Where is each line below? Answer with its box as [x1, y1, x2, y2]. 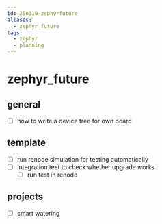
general [7, 99, 41, 110]
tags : [7, 29, 23, 36]
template [7, 137, 46, 149]
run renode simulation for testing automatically [16, 155, 149, 163]
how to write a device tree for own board [16, 117, 132, 125]
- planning [13, 42, 44, 49]
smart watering [16, 209, 60, 217]
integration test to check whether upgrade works [16, 162, 155, 171]
